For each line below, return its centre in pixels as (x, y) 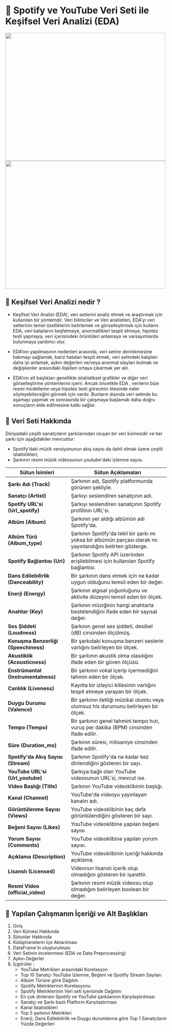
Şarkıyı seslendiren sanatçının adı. (112, 496)
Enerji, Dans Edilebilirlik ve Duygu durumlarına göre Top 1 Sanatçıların (93, 1019)
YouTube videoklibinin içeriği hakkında (117, 853)
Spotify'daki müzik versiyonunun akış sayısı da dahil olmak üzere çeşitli (88, 449)
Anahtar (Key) (26, 611)
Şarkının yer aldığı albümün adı (108, 519)
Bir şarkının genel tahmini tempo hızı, (115, 721)
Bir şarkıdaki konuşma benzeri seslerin (117, 641)
